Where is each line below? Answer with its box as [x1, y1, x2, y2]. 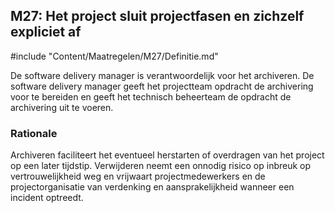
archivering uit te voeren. [10, 101, 114, 113]
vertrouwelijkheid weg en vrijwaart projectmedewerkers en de [10, 170, 266, 183]
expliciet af [10, 24, 82, 41]
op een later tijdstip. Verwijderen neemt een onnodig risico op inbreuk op [10, 160, 312, 172]
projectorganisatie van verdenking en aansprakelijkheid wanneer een [10, 181, 295, 193]
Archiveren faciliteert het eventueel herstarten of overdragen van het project [10, 149, 325, 161]
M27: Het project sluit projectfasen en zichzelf [10, 8, 305, 25]
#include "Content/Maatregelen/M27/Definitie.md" [10, 50, 219, 62]
